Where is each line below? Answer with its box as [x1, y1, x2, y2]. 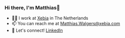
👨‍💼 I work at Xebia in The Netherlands [11, 15, 88, 21]
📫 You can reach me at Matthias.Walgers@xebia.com [11, 21, 121, 26]
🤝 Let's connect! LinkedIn [11, 27, 63, 33]
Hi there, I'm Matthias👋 [4, 4, 60, 11]
